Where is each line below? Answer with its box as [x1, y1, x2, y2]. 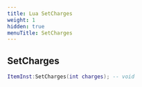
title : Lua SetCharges [7, 10, 73, 17]
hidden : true [7, 23, 45, 30]
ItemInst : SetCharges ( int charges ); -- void [7, 73, 135, 80]
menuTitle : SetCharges [7, 29, 73, 37]
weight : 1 [7, 17, 36, 23]
